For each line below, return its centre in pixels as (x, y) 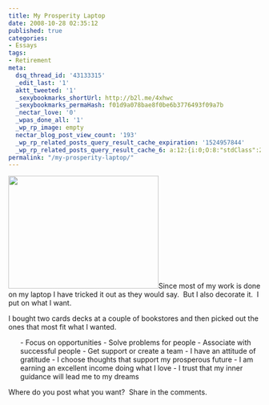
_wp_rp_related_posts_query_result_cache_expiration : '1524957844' (130, 142)
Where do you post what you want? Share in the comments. (108, 392)
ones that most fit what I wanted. (62, 327)
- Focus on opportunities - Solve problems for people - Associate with (135, 342)
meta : (17, 68)
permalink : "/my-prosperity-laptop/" (71, 157)
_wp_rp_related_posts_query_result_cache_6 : (91, 150)
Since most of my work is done (210, 286)
